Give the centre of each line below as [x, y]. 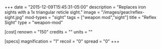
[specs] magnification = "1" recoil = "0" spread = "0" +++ [62, 41]
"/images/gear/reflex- [123, 12]
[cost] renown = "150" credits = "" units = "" [48, 32]
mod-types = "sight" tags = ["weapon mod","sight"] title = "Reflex [91, 17]
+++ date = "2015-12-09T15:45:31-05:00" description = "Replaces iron [75, 7]
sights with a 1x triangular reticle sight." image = [52, 12]
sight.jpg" [14, 17]
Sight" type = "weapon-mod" [34, 22]
